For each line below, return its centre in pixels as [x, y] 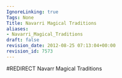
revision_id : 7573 [30, 51]
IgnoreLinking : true [33, 12]
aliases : [17, 29]
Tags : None [20, 18]
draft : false [23, 40]
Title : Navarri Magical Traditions [52, 23]
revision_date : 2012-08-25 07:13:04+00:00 [61, 46]
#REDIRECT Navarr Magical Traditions [54, 68]
